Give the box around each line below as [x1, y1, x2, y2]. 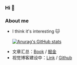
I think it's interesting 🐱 [12, 29, 60, 34]
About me [5, 17, 29, 24]
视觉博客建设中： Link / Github [12, 55, 72, 61]
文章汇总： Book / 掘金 [12, 49, 57, 55]
